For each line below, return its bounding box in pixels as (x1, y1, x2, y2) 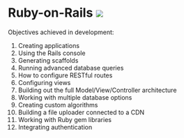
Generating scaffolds (17, 56, 79, 64)
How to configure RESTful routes (17, 71, 113, 79)
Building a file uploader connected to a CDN (17, 108, 145, 116)
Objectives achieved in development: (8, 28, 114, 36)
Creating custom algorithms (17, 100, 98, 109)
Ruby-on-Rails (8, 5, 93, 21)
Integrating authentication (17, 123, 93, 131)
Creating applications (17, 41, 79, 49)
